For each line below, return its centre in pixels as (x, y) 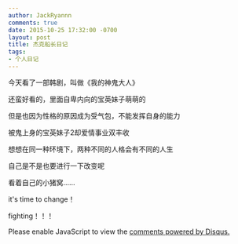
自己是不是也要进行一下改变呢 (56, 166)
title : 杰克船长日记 (38, 45)
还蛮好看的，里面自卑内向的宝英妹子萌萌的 (77, 99)
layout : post (29, 37)
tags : (17, 52)
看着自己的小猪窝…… (42, 182)
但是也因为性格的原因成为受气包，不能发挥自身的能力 (94, 115)
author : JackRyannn (40, 15)
